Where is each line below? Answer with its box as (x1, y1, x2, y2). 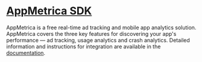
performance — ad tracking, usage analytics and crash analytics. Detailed (6, 36, 190, 44)
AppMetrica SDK (6, 4, 92, 18)
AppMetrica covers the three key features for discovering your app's (6, 30, 177, 37)
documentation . (6, 49, 46, 56)
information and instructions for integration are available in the (6, 43, 161, 50)
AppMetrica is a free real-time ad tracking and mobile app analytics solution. (6, 24, 197, 31)
